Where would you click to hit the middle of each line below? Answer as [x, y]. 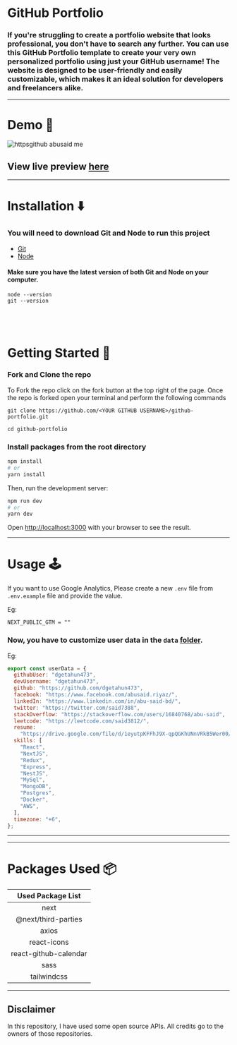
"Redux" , [33, 760]
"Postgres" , [37, 793]
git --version [28, 301]
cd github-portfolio [38, 429]
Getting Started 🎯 [59, 352]
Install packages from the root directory [77, 447]
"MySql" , [33, 780]
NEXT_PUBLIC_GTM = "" [39, 622]
